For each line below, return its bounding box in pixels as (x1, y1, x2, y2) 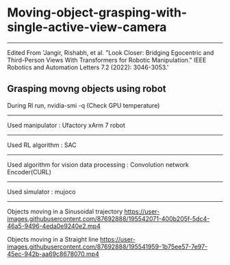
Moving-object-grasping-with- (7, 5, 188, 21)
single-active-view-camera (7, 19, 167, 35)
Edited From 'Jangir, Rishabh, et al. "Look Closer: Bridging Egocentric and (7, 48, 214, 56)
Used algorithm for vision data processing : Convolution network (7, 160, 190, 169)
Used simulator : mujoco (7, 187, 76, 196)
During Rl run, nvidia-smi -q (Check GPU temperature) (7, 101, 160, 109)
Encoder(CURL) (7, 168, 51, 176)
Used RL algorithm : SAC (7, 141, 77, 149)
